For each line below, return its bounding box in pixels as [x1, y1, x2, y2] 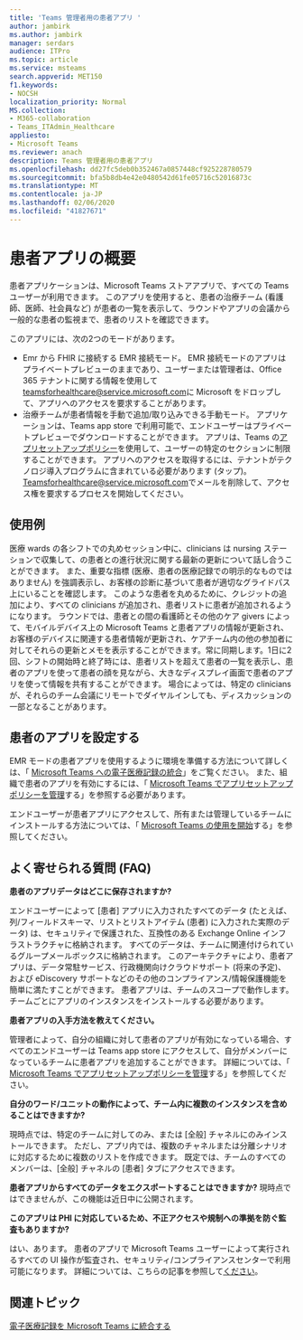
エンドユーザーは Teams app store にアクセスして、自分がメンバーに [32, 1045, 289, 1056]
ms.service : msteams [9, 64, 87, 73]
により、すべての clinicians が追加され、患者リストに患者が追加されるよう [16, 599, 292, 610]
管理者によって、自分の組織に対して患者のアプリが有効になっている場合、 [9, 1034, 285, 1045]
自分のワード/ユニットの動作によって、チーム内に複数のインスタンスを [9, 1099, 272, 1109]
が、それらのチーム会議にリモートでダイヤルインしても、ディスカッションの [9, 689, 292, 701]
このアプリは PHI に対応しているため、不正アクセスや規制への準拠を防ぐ [9, 1213, 279, 1223]
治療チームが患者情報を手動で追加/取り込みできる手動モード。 [22, 409, 254, 420]
